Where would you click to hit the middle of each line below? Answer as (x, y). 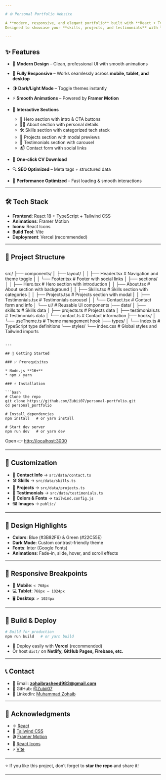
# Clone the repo (23, 396)
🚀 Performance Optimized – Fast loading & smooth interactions (77, 181)
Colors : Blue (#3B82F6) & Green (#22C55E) (57, 537)
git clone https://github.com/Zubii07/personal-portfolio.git (70, 401)
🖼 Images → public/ (34, 503)
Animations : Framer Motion (41, 221)
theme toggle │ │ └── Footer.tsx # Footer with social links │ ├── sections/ (82, 279)
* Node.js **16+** (24, 371)
